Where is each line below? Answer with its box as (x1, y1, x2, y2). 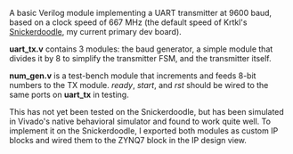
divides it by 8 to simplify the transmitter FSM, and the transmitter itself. (9, 53, 272, 63)
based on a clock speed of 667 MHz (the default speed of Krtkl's (9, 17, 248, 28)
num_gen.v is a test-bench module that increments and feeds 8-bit (9, 70, 256, 81)
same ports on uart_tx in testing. (9, 89, 129, 100)
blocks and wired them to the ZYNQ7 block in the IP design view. (9, 135, 248, 145)
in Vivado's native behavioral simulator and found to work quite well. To (9, 116, 272, 126)
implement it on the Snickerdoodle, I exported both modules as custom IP (9, 126, 279, 136)
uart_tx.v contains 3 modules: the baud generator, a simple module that (9, 44, 273, 54)
